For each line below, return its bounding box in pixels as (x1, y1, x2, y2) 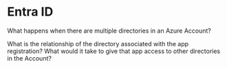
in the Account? (7, 54, 52, 62)
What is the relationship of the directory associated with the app (7, 39, 189, 48)
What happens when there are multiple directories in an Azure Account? (7, 27, 212, 35)
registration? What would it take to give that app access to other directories (7, 47, 221, 55)
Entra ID (7, 4, 54, 20)
